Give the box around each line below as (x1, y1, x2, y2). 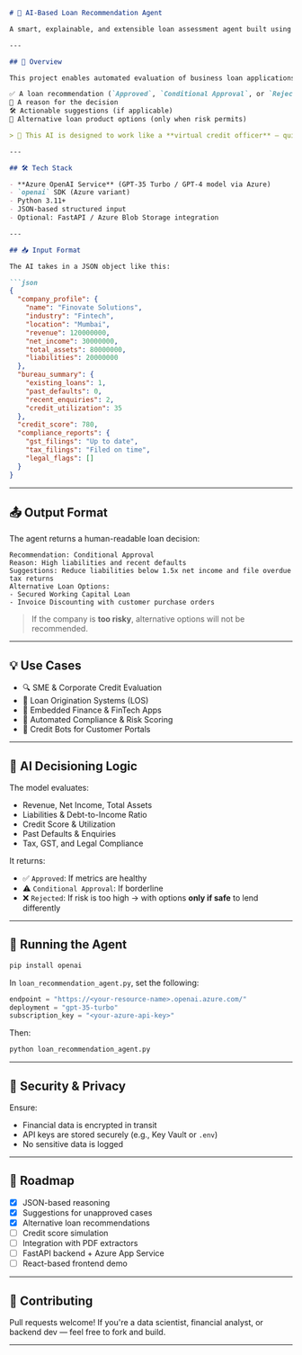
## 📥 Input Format (9, 246, 81, 255)
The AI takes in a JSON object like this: (9, 262, 171, 271)
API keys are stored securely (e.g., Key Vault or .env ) (22, 1129, 218, 1140)
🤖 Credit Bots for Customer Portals (22, 724, 151, 735)
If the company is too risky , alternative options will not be (31, 614, 245, 624)
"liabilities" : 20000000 (25, 354, 119, 363)
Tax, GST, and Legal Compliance (22, 838, 144, 848)
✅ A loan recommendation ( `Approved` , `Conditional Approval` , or (9, 90, 265, 99)
